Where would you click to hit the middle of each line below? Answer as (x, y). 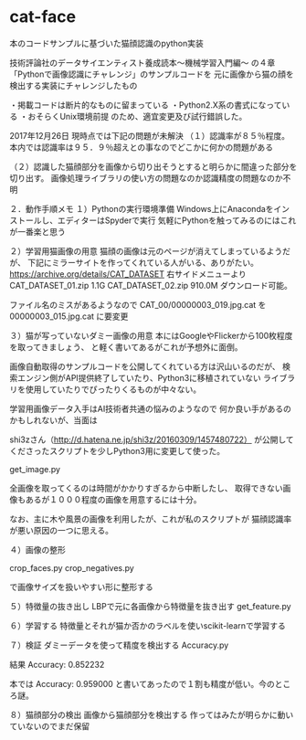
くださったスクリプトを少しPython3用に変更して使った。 (117, 450)
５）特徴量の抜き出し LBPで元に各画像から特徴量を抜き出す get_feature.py (150, 606)
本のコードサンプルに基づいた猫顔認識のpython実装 (106, 43)
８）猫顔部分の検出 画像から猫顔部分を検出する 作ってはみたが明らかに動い (152, 714)
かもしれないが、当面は (53, 420)
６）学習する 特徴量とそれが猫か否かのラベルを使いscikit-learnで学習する (148, 625)
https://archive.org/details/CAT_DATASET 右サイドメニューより (128, 274)
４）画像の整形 (37, 549)
